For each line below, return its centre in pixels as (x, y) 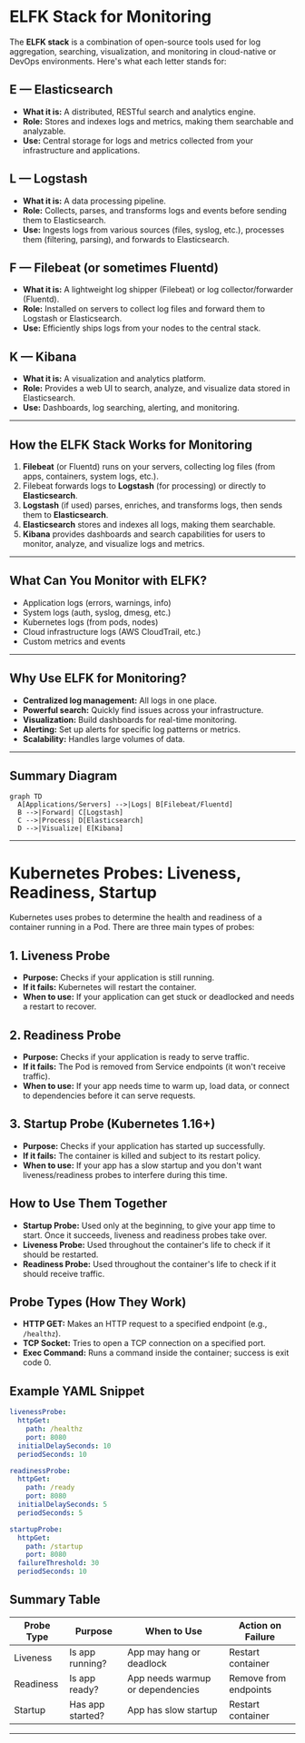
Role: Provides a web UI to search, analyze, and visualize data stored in (156, 389)
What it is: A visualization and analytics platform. (114, 379)
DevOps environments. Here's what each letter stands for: (118, 61)
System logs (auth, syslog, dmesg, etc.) (97, 612)
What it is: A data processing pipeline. (94, 201)
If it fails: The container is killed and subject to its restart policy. (141, 1155)
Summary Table (55, 1600)
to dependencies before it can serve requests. (109, 1095)
